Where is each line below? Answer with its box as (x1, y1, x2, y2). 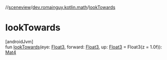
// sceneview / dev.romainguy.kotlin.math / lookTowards (5, 5, 115, 10)
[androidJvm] (5, 38, 34, 44)
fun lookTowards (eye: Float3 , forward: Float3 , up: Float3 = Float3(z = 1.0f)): (5, 44, 162, 50)
